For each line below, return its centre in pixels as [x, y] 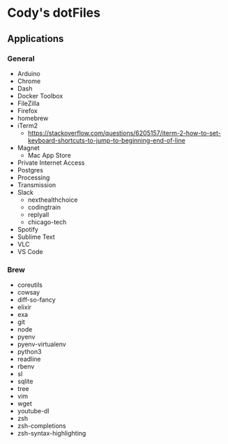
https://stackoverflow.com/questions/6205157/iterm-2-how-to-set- [124, 133]
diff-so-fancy [36, 300]
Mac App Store [49, 155]
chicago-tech [47, 222]
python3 [29, 352]
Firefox [28, 110]
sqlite [25, 381]
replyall [38, 214]
